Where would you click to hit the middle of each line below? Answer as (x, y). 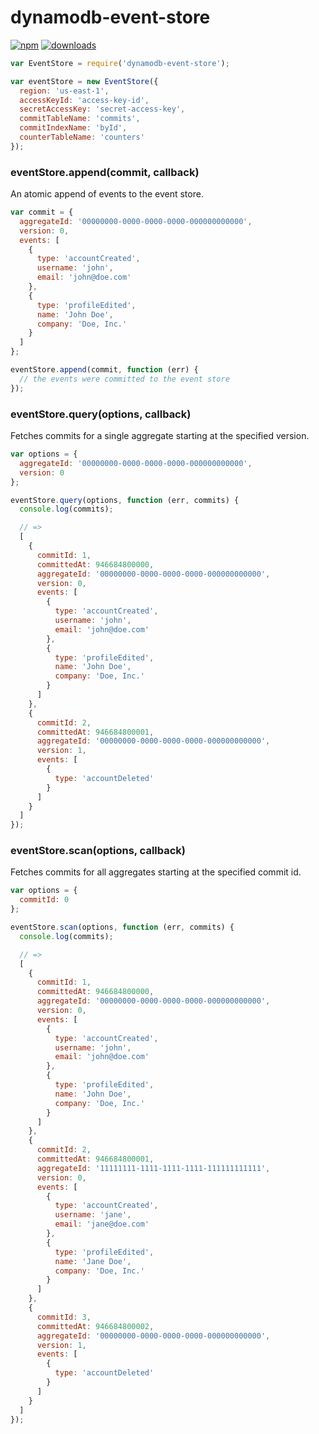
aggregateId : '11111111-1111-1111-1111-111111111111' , (153, 1168)
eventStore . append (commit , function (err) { (104, 370)
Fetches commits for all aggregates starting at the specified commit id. (156, 872)
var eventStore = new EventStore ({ (84, 81)
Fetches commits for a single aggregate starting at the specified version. (160, 436)
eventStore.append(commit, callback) (105, 172)
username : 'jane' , (93, 1215)
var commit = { (42, 212)
